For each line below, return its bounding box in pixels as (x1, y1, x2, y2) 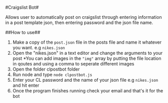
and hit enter (12, 82, 39, 88)
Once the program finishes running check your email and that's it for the (12, 88, 163, 93)
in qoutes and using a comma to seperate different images (12, 61, 135, 66)
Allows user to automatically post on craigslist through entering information (5, 14, 162, 20)
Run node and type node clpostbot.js (12, 72, 93, 78)
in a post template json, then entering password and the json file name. (5, 20, 153, 25)
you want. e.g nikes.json (12, 45, 65, 50)
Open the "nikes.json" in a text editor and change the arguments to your (12, 50, 163, 56)
